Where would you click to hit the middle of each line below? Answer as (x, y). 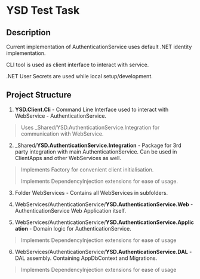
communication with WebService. (62, 134)
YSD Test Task (43, 10)
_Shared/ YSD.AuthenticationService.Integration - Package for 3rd (98, 145)
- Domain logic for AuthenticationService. (80, 228)
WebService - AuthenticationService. (60, 116)
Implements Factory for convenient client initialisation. (87, 169)
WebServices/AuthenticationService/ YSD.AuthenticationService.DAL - (103, 252)
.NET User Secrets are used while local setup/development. (80, 76)
